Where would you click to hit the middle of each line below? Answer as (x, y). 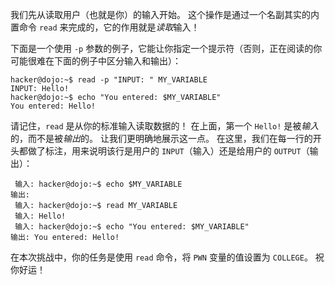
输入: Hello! (40, 216)
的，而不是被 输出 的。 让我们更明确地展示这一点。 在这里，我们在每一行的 (161, 138)
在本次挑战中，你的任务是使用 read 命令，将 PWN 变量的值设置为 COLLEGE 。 (161, 257)
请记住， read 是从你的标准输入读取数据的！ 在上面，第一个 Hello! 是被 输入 (165, 126)
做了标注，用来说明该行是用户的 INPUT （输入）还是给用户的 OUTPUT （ (168, 151)
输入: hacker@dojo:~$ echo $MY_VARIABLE (98, 184)
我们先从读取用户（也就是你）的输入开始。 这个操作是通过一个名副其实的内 (165, 14)
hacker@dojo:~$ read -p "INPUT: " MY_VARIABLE (109, 80)
